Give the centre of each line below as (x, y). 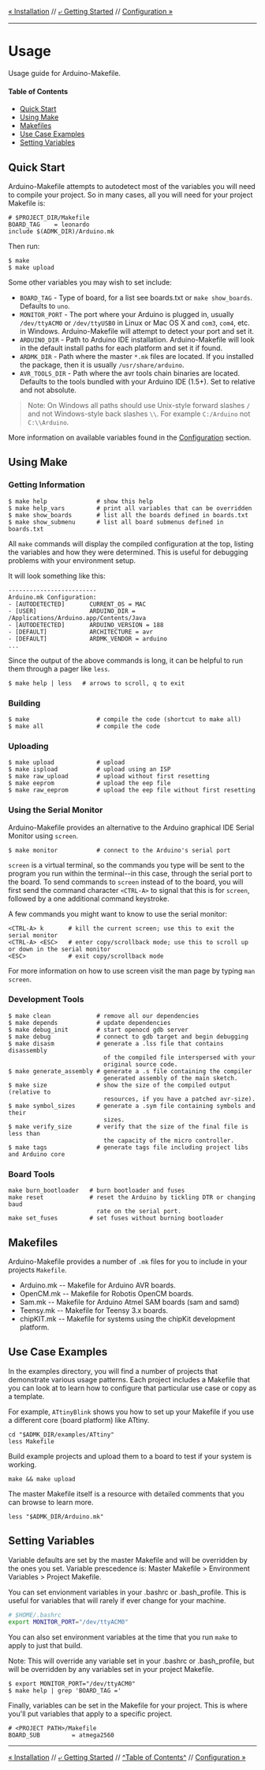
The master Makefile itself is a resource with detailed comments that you (126, 1493)
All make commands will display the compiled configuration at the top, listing (131, 543)
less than (24, 1133)
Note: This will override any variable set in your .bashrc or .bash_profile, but (131, 1661)
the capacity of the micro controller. (169, 1140)
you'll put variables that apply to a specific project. (90, 1714)
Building (24, 703)
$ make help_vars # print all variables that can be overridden (130, 508)
